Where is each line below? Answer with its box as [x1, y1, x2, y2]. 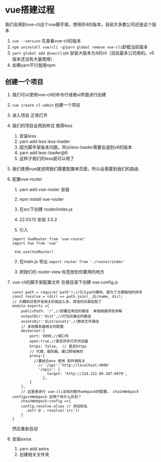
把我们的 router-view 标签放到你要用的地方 [19, 268, 105, 275]
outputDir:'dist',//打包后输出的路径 [21, 314, 91, 319]
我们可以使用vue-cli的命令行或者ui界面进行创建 [12, 91, 106, 97]
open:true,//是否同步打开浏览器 [30, 338, 88, 343]
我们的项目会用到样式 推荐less [12, 123, 73, 128]
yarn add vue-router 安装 [19, 186, 70, 192]
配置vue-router [12, 176, 43, 182]
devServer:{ [21, 328, 45, 333]
